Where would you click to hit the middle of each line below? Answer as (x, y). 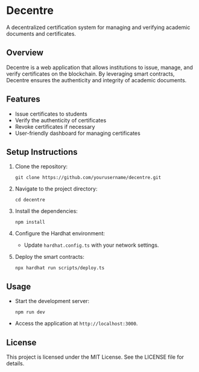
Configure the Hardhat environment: (60, 233)
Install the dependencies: (46, 211)
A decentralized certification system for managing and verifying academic (98, 27)
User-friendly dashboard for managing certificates (77, 133)
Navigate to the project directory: (56, 189)
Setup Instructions (42, 152)
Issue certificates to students (51, 114)
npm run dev (30, 312)
